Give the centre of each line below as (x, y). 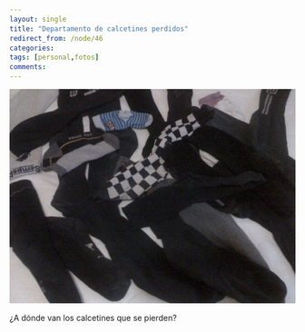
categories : (32, 48)
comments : (28, 67)
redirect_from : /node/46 (56, 38)
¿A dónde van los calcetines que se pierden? (93, 318)
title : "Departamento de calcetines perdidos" (99, 29)
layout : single (38, 19)
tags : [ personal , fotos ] (54, 58)
